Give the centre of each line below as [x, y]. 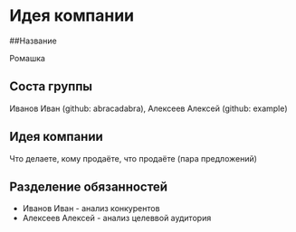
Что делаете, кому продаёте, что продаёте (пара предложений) [134, 158]
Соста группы [51, 87]
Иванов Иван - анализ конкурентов [91, 209]
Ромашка [27, 58]
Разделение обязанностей [89, 186]
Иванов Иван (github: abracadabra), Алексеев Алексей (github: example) [148, 108]
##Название [33, 41]
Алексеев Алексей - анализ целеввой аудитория [117, 218]
